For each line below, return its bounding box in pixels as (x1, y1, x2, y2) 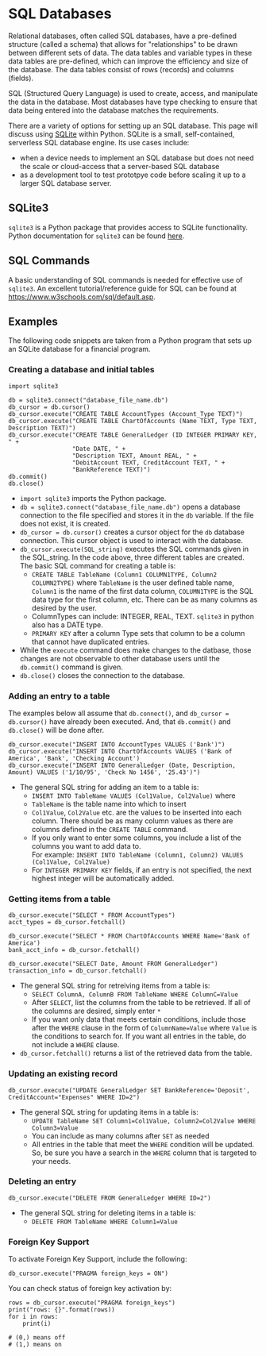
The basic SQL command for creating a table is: (19, 561, 176, 570)
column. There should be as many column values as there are (31, 815, 233, 826)
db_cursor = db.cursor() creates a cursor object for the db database (19, 527, 245, 537)
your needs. (31, 1156, 71, 1165)
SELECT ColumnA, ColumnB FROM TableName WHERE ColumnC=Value (31, 991, 238, 999)
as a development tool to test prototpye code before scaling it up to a (19, 170, 246, 179)
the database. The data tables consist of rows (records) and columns (8, 64, 234, 74)
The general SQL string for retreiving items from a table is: (19, 981, 210, 991)
